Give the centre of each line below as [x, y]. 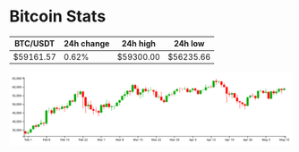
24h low [189, 44]
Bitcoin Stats [58, 17]
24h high [139, 44]
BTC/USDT [35, 44]
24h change [87, 44]
